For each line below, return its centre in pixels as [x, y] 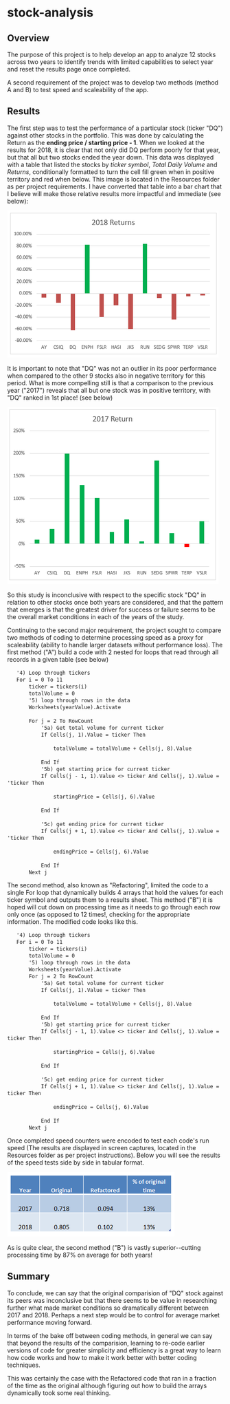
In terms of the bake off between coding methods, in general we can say [110, 1335]
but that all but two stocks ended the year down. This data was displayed [111, 157]
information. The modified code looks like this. [73, 921]
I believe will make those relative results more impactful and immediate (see [114, 193]
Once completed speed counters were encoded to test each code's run [108, 1141]
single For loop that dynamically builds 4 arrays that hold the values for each [115, 892]
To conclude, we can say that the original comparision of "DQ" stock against [115, 1293]
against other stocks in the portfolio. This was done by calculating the [106, 135]
